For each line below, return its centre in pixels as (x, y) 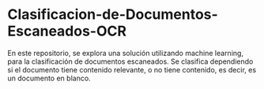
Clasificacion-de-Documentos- (113, 15)
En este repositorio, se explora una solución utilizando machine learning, (126, 53)
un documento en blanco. (49, 78)
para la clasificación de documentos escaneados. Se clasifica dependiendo (130, 61)
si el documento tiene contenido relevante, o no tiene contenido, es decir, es (132, 69)
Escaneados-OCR (67, 31)
